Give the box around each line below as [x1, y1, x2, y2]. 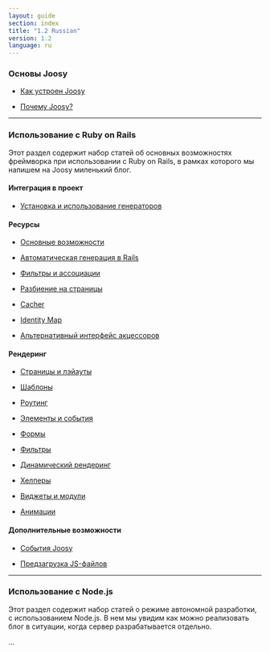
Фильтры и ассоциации [19, 268, 100, 278]
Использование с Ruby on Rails [8, 129, 137, 141]
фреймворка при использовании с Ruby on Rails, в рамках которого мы [8, 156, 255, 165]
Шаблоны [19, 382, 54, 392]
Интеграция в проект [8, 183, 84, 193]
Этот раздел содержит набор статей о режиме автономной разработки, [8, 604, 257, 614]
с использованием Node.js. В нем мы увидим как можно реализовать [8, 613, 249, 622]
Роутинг [19, 398, 48, 408]
